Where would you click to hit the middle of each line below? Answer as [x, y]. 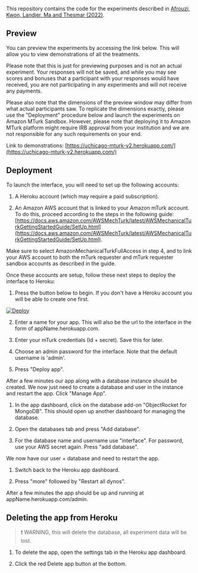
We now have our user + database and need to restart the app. [83, 458]
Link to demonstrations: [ [36, 145]
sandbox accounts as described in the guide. [61, 263]
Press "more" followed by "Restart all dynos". [70, 481]
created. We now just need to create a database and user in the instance [95, 387]
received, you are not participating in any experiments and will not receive [96, 84]
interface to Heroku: [31, 281]
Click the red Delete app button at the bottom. [71, 564]
